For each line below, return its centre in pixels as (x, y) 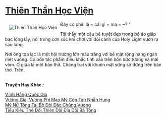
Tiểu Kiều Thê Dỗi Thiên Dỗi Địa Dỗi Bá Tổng (51, 110)
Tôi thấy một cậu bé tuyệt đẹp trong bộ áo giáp (108, 34)
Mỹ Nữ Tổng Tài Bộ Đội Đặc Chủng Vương (48, 105)
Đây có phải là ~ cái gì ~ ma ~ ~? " (95, 24)
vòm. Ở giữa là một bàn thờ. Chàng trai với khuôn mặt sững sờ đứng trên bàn (83, 64)
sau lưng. (15, 44)
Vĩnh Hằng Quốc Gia (26, 94)
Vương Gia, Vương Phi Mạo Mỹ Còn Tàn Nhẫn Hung (58, 100)
